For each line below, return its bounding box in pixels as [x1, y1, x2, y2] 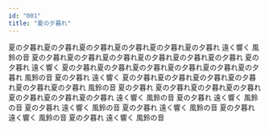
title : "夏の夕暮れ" [8, 19, 71, 27]
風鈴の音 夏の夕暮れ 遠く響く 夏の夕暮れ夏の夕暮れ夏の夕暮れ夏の [23, 72, 242, 82]
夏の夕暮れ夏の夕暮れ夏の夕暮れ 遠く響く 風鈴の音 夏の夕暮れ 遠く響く [8, 92, 242, 102]
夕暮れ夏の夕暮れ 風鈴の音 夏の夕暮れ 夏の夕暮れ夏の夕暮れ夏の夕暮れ [29, 82, 262, 92]
